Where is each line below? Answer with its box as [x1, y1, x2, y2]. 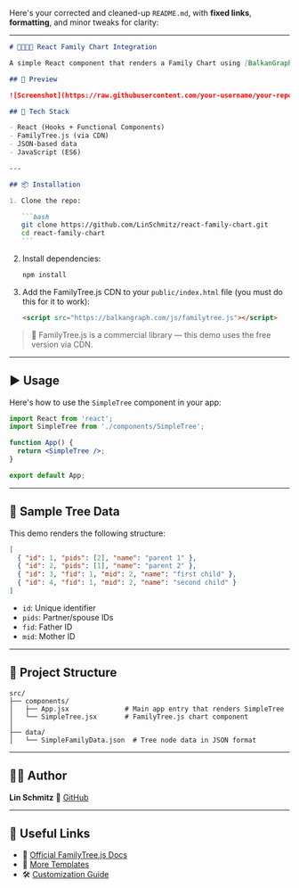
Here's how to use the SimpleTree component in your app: [9, 397, 222, 407]
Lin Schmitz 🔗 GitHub [9, 792, 89, 802]
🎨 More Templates [21, 859, 90, 870]
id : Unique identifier [21, 602, 96, 613]
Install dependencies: [21, 253, 101, 264]
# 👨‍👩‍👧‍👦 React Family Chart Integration [9, 43, 158, 52]
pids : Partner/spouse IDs [21, 612, 114, 622]
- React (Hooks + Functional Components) [9, 123, 166, 132]
